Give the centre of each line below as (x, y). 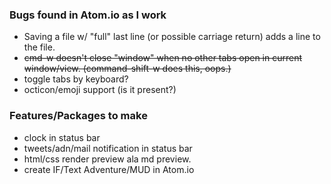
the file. (39, 47)
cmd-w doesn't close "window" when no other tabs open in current (163, 58)
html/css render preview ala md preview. (107, 159)
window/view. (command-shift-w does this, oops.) (127, 69)
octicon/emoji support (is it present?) (100, 90)
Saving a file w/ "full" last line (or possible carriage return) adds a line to (172, 37)
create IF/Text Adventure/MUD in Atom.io (109, 169)
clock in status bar (62, 137)
